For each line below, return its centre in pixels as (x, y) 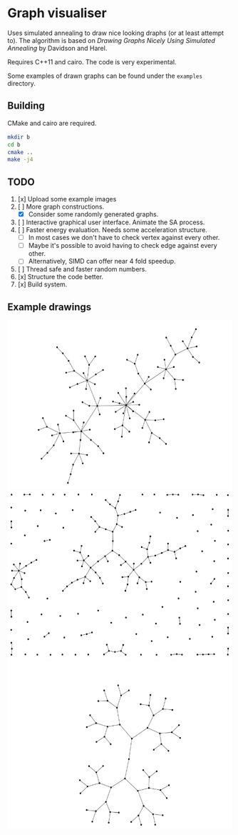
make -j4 (20, 160)
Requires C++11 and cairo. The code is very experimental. (92, 61)
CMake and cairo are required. (52, 123)
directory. (21, 83)
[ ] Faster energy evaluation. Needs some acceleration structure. (113, 230)
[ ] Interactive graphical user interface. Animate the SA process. (111, 222)
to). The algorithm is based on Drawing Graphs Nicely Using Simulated (112, 40)
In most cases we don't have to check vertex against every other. (124, 238)
